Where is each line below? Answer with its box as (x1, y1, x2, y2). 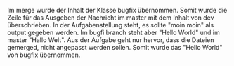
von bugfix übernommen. (7, 51, 81, 59)
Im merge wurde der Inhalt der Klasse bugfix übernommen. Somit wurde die (7, 6, 228, 14)
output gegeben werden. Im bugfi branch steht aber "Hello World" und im (7, 28, 220, 37)
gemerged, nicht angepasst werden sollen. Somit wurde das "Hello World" (7, 44, 223, 51)
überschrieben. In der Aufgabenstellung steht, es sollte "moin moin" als (7, 21, 214, 29)
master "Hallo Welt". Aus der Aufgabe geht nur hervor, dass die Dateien (7, 36, 214, 44)
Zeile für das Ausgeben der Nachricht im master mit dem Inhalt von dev (7, 13, 214, 22)
